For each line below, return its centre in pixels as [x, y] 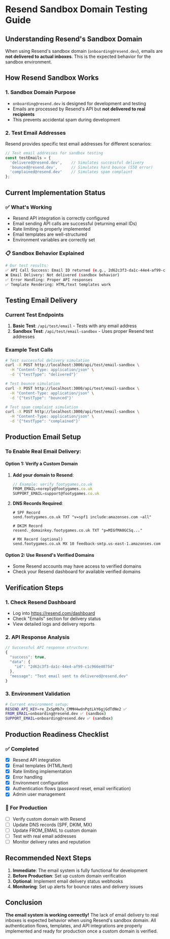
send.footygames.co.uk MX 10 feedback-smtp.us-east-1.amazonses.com [87, 544]
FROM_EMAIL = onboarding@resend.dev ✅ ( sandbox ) [56, 714]
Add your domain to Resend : [43, 475]
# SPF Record [26, 513]
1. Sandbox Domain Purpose [41, 92]
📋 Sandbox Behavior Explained [45, 253]
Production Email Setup [43, 437]
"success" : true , [28, 657]
